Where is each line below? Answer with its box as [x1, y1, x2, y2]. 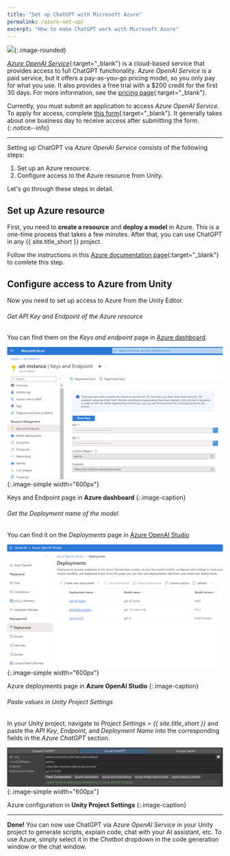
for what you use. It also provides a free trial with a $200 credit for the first [7, 81, 218, 89]
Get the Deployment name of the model [7, 509, 118, 517]
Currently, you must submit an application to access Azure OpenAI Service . [7, 102, 220, 110]
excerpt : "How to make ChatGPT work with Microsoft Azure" [7, 25, 179, 32]
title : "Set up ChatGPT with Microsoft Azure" [7, 11, 142, 18]
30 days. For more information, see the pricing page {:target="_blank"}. [7, 89, 207, 97]
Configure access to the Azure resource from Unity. [16, 172, 163, 180]
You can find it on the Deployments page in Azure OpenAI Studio [7, 530, 190, 539]
